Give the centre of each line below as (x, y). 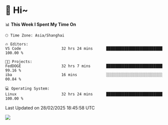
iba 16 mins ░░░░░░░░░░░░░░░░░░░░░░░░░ (84, 74)
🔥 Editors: (17, 44)
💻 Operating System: (28, 88)
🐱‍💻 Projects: (19, 61)
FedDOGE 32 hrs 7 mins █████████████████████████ (84, 66)
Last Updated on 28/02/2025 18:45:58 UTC (50, 107)
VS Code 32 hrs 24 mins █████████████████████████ (84, 48)
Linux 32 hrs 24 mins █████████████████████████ (84, 94)
